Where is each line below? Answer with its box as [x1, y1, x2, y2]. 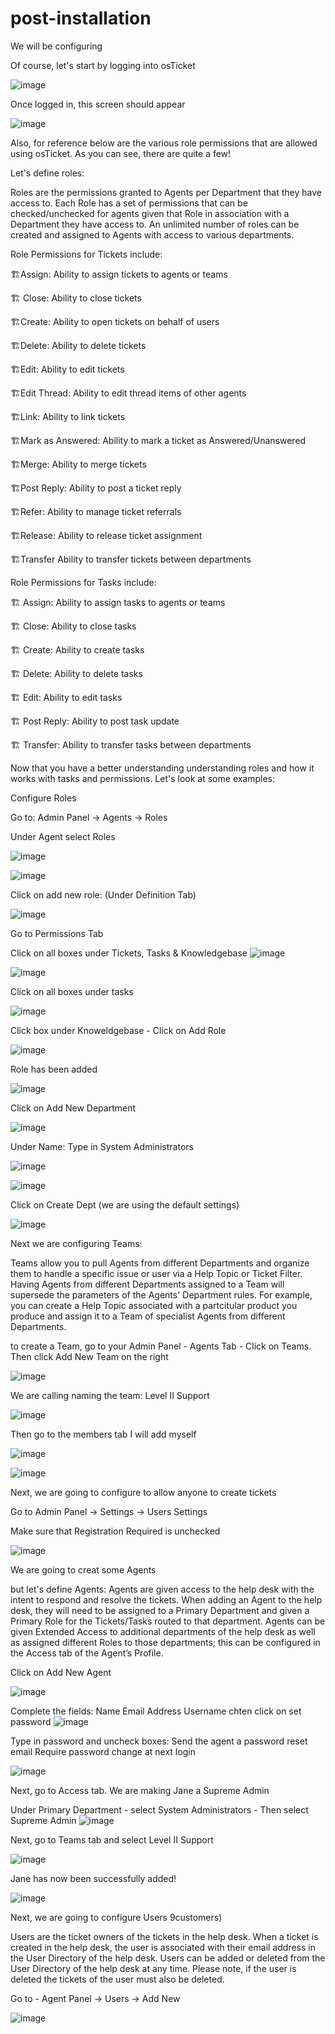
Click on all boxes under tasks [10, 985, 134, 997]
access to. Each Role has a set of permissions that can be [10, 197, 248, 209]
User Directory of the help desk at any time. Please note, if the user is [10, 1962, 297, 1974]
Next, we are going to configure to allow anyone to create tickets [10, 1486, 277, 1498]
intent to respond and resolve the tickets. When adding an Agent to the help [10, 1593, 323, 1606]
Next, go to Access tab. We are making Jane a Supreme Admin [10, 1784, 270, 1796]
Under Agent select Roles [10, 830, 116, 842]
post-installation [10, 7, 152, 30]
